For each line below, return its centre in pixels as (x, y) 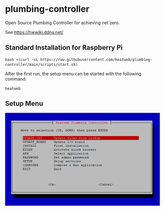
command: (16, 79)
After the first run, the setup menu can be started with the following (73, 74)
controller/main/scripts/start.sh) (41, 64)
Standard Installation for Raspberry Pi (64, 48)
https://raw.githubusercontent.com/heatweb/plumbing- (96, 60)
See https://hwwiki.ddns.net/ (34, 32)
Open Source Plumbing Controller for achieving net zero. (63, 23)
